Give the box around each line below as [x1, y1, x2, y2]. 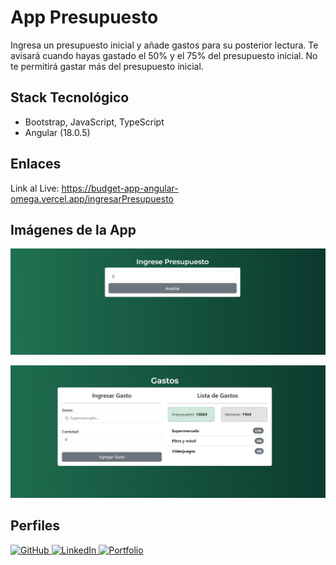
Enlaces [10, 156, 62, 173]
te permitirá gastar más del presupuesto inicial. [10, 60, 204, 72]
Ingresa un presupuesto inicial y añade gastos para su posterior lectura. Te [10, 39, 319, 51]
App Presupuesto [10, 6, 159, 29]
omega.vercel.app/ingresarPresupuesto [10, 192, 174, 205]
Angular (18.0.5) [24, 126, 91, 138]
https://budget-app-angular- [61, 182, 179, 194]
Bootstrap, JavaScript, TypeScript [24, 116, 165, 128]
